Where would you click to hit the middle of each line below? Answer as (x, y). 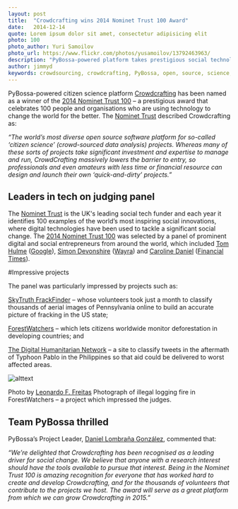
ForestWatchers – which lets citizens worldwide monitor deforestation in (113, 329)
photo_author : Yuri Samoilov (51, 47)
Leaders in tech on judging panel (82, 196)
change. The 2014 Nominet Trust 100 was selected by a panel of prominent (117, 236)
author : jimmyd (30, 66)
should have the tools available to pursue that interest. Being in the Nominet (119, 468)
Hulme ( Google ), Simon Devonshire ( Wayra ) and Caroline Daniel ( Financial (116, 251)
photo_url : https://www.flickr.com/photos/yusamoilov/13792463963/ (109, 54)
